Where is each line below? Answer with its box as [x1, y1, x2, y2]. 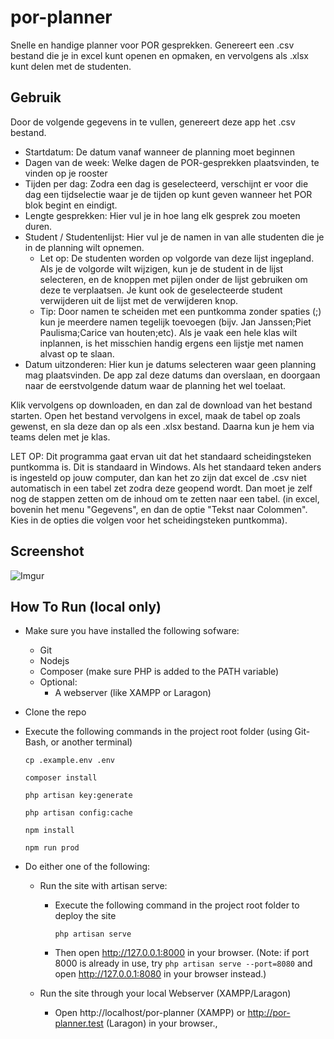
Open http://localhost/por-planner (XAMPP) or [54, 1007, 246, 1019]
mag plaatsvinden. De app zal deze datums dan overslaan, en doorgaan [24, 369, 321, 381]
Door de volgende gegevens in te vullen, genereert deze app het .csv [10, 116, 296, 128]
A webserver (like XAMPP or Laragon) [54, 687, 212, 699]
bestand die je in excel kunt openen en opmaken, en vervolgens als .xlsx [10, 49, 310, 61]
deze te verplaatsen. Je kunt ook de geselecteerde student [39, 284, 283, 296]
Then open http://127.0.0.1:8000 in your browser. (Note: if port [54, 947, 310, 959]
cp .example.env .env [24, 756, 115, 766]
